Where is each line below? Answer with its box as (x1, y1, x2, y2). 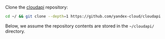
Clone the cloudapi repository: (5, 4, 68, 10)
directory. (5, 28, 25, 34)
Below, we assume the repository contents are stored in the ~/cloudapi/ (5, 22, 154, 29)
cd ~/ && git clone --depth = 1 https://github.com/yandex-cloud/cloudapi (5, 14, 161, 19)
